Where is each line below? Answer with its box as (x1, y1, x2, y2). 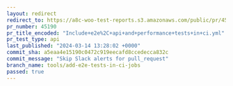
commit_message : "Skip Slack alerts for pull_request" (6, 55, 169, 62)
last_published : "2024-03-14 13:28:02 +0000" (6, 42, 140, 49)
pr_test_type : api (6, 36, 60, 43)
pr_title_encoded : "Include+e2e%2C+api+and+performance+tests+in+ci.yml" (6, 29, 225, 37)
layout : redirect (6, 10, 57, 17)
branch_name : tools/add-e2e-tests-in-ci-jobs (6, 62, 140, 69)
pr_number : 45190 (6, 23, 57, 30)
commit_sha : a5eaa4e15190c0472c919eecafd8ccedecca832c (6, 49, 169, 56)
